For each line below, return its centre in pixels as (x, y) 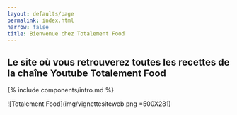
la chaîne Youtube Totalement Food (87, 73)
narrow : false (28, 27)
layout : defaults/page (41, 14)
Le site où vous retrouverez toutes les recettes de (118, 62)
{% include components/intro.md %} (61, 90)
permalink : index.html (41, 20)
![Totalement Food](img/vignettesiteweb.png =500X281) (89, 104)
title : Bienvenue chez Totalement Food (66, 34)
